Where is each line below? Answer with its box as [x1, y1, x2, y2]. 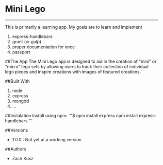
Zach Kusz [12, 155, 34, 161]
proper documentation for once [12, 44, 75, 50]
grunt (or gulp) [12, 38, 42, 44]
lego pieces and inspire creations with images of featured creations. [5, 69, 141, 74]
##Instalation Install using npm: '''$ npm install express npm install [5, 112, 138, 118]
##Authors [5, 146, 27, 152]
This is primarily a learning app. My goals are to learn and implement [5, 24, 142, 30]
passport [12, 49, 31, 55]
